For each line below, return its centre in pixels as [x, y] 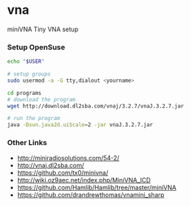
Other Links [27, 143]
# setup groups [29, 74]
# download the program [42, 99]
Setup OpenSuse [36, 47]
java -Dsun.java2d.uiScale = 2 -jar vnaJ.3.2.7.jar [80, 125]
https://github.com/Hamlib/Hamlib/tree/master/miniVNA [97, 187]
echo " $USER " [26, 62]
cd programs [24, 93]
